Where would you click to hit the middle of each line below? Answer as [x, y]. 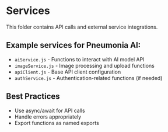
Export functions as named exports [57, 123]
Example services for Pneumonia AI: [73, 45]
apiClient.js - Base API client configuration [68, 72]
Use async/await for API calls [50, 110]
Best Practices [33, 97]
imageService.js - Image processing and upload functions [84, 65]
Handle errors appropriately [48, 117]
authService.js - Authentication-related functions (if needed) [88, 78]
